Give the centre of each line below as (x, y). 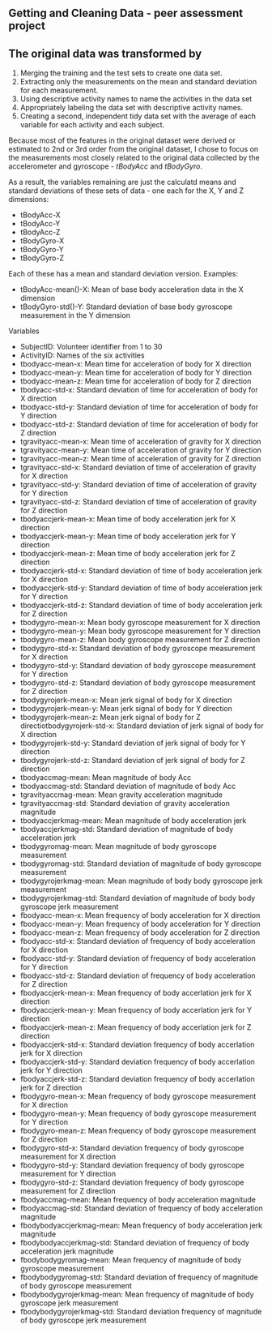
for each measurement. (59, 90)
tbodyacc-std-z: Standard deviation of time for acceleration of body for (139, 424)
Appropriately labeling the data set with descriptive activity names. (132, 108)
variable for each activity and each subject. (92, 125)
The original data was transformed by (105, 53)
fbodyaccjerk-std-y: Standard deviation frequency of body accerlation (137, 1062)
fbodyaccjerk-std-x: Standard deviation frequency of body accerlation (137, 1044)
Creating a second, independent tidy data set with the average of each (138, 116)
